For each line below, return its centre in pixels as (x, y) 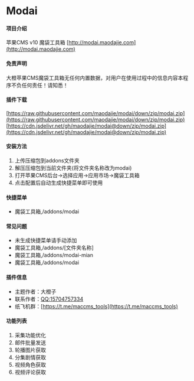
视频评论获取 (30, 372)
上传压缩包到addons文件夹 (47, 160)
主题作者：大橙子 (35, 291)
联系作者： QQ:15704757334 (49, 299)
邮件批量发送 (30, 342)
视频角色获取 (30, 364)
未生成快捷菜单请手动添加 (46, 240)
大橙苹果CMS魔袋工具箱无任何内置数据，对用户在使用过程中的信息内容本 (95, 77)
